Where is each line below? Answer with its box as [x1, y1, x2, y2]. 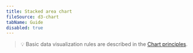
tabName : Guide [6, 19, 44, 25]
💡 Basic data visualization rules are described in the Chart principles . [20, 41, 188, 48]
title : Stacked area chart [6, 8, 72, 15]
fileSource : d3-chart [6, 14, 59, 20]
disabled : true [6, 24, 44, 31]
